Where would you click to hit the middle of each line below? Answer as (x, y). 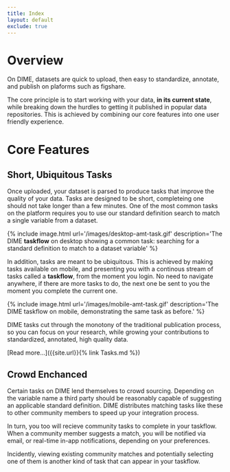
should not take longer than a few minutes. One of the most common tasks (113, 206)
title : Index (26, 13)
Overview (35, 60)
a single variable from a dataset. (53, 221)
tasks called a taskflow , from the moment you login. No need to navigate (110, 276)
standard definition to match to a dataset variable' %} (82, 249)
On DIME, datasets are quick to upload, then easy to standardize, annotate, (113, 79)
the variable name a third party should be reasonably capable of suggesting (114, 398)
